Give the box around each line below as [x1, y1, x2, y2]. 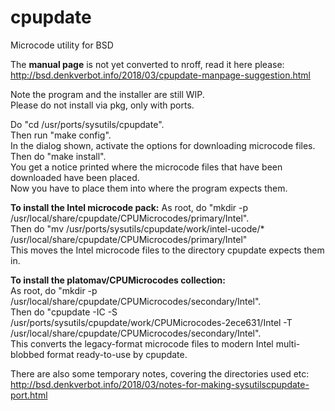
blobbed [10, 348, 45, 360]
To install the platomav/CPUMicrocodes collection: [10, 274, 227, 286]
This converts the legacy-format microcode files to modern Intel [10, 337, 274, 350]
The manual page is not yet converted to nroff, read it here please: [10, 58, 285, 70]
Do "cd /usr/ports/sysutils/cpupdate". [10, 118, 165, 130]
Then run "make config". [10, 129, 112, 141]
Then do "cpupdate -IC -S [10, 306, 118, 318]
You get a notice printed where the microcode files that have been [10, 161, 283, 173]
